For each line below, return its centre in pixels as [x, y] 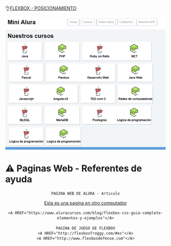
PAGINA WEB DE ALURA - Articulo [85, 194]
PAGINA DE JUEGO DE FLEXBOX [85, 228]
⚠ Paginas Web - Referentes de [74, 169]
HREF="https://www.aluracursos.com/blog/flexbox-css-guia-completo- [89, 213]
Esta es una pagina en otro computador [85, 203]
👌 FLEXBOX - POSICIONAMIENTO [41, 8]
